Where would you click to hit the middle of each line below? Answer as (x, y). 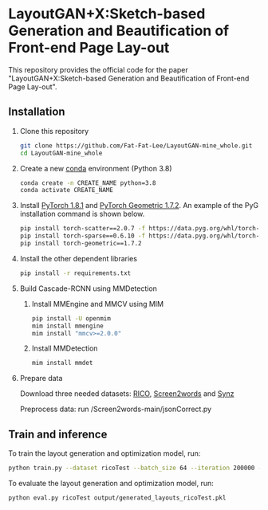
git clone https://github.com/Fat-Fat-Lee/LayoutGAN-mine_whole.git (136, 145)
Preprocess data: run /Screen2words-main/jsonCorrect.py (116, 409)
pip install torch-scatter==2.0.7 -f (83, 229)
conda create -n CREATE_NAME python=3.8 (88, 183)
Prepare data (41, 379)
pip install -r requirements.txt (75, 273)
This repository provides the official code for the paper (99, 69)
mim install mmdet (62, 363)
